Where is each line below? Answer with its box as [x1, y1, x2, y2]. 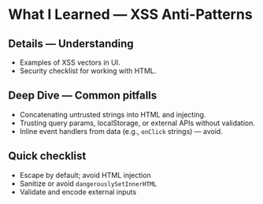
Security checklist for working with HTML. [19, 66, 157, 76]
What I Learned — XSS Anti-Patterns [8, 6, 254, 24]
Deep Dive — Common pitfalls [8, 89, 157, 102]
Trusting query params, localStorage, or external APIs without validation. [19, 118, 256, 128]
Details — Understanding [8, 37, 134, 50]
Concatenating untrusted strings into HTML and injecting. [19, 109, 206, 119]
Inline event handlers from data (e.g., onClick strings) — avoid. [19, 126, 223, 135]
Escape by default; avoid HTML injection [19, 170, 151, 180]
